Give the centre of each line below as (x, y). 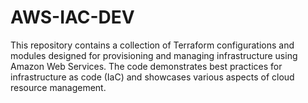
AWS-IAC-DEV (72, 17)
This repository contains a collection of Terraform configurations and (152, 45)
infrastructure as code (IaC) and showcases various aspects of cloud (152, 77)
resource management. (58, 87)
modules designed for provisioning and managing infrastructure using (154, 55)
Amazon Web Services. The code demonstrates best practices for (146, 66)
